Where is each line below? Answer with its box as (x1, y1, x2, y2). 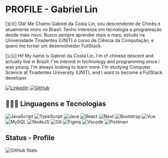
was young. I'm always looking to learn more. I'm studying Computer (5, 64, 151, 70)
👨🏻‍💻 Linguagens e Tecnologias (5, 100, 106, 108)
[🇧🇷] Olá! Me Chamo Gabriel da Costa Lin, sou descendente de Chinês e (5, 21, 161, 27)
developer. (5, 74, 28, 81)
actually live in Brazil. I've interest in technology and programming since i (5, 58, 160, 65)
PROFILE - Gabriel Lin (5, 4, 98, 15)
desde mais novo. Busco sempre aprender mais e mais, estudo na (5, 32, 145, 38)
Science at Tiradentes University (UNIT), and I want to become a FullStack (5, 69, 163, 75)
